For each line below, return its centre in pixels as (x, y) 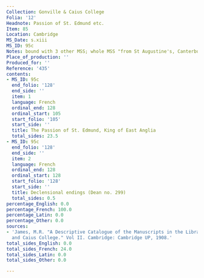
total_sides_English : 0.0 (39, 243)
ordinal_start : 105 (36, 114)
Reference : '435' (28, 68)
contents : (19, 74)
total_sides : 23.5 (35, 136)
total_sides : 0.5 (34, 198)
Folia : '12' (21, 18)
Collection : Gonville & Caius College (55, 12)
